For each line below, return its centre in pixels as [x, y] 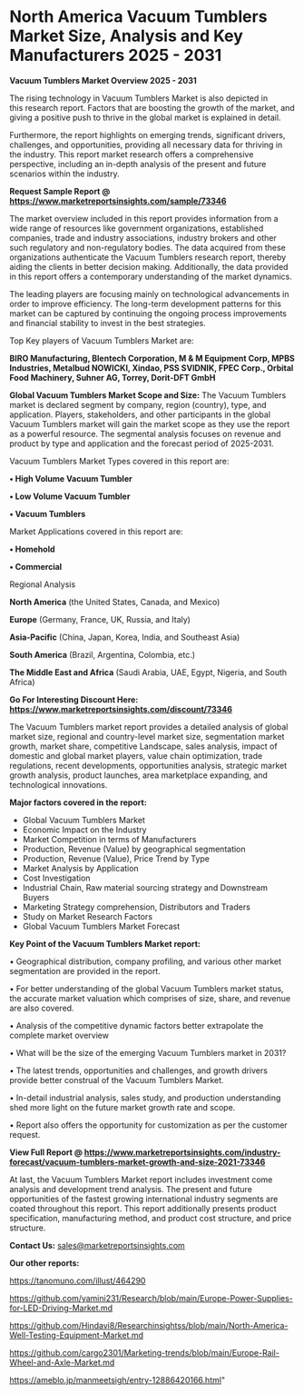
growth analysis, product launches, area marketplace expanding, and [138, 775]
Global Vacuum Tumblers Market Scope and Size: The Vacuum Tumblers [148, 395]
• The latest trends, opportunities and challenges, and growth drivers [138, 1070]
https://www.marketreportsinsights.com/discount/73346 [121, 709]
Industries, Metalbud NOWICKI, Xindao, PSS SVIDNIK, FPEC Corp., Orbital [152, 368]
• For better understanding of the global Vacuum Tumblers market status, [147, 989]
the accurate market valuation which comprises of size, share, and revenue [150, 998]
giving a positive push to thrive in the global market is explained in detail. [145, 117]
